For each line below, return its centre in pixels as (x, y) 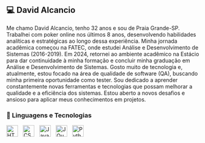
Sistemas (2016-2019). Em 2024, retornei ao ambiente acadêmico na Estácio (103, 54)
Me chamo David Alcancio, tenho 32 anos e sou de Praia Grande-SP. (93, 28)
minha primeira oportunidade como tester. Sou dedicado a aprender (92, 80)
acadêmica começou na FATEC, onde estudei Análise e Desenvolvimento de (102, 47)
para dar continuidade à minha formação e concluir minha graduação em (99, 61)
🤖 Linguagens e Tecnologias (49, 115)
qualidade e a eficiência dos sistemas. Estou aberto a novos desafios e (96, 93)
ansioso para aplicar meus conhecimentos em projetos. (76, 99)
